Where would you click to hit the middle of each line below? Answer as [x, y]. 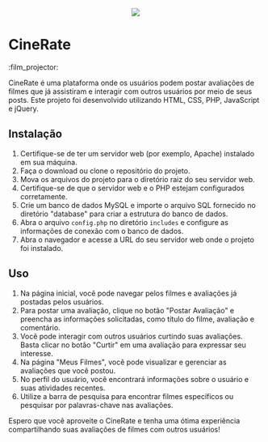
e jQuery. [23, 108]
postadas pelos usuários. [62, 302]
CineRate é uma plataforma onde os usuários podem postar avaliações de [131, 83]
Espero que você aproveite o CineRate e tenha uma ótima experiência [124, 420]
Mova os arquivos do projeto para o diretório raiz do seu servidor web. [137, 179]
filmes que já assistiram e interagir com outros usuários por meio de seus [130, 91]
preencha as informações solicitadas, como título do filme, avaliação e [137, 319]
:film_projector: [33, 67]
